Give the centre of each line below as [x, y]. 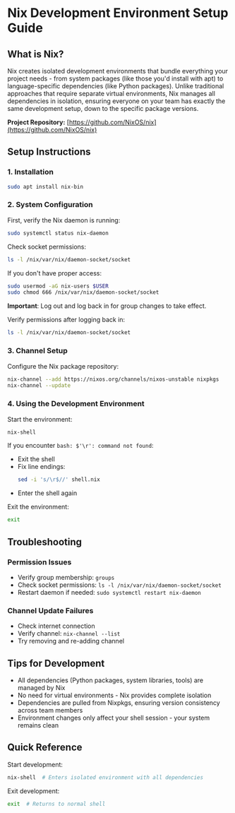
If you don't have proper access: [55, 273]
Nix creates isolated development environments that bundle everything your [117, 71]
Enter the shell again [47, 493]
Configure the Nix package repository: [63, 366]
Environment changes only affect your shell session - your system [114, 718]
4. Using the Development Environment [76, 404]
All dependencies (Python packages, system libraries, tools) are [110, 680]
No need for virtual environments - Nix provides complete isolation [114, 695]
